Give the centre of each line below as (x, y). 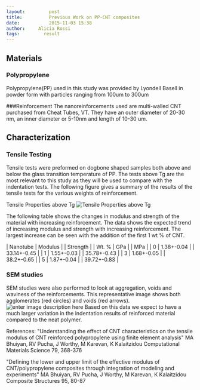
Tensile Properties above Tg (41, 204)
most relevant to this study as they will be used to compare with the (89, 180)
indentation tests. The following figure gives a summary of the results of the (99, 186)
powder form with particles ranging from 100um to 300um (78, 94)
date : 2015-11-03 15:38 (49, 23)
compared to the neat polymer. (44, 320)
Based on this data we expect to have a (133, 307)
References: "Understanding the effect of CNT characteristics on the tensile (99, 331)
